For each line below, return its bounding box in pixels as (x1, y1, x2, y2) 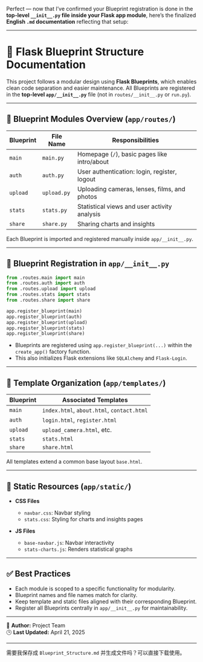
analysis (77, 209, 101, 218)
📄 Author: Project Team (6, 621, 65, 629)
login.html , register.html (42, 416, 117, 424)
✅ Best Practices (6, 569, 71, 579)
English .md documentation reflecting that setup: (6, 18, 129, 25)
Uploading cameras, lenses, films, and (77, 184, 185, 193)
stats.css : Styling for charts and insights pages (24, 515, 143, 522)
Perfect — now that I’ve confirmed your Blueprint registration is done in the (6, 5, 193, 12)
